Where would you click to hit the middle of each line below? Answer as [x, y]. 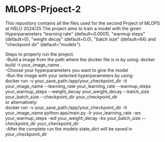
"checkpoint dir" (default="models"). [43, 44]
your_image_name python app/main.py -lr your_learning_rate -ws [73, 113]
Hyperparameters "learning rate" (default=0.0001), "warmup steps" [75, 34]
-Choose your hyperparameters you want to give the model [67, 70]
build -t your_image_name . [33, 65]
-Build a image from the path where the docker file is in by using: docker [80, 59]
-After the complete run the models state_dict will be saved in [69, 128]
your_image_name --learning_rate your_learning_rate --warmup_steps [78, 86]
